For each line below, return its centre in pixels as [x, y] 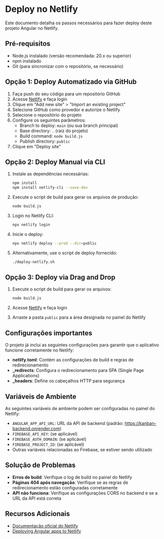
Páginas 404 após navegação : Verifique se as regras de [70, 482]
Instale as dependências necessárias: [51, 174]
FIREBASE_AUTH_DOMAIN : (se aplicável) [49, 439]
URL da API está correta [37, 498]
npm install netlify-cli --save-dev [50, 188]
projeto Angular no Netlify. [32, 28]
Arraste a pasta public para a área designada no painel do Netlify [79, 317]
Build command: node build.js [51, 136]
